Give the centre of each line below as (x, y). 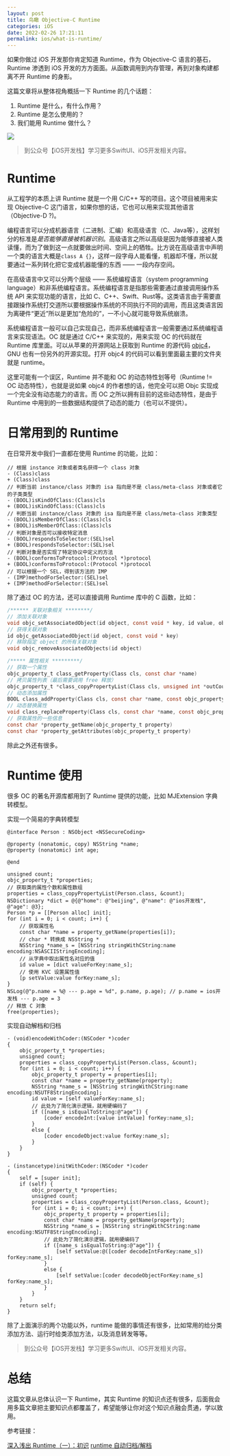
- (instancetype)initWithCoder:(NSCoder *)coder (78, 1166)
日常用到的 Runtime (63, 433)
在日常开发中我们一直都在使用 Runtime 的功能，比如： (83, 453)
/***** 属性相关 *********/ (45, 661)
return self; (38, 1306)
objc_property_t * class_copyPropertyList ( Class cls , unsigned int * (107, 686)
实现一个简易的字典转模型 (43, 819)
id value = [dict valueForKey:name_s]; (76, 965)
